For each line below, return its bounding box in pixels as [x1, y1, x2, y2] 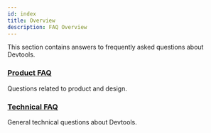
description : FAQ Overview [7, 23, 87, 30]
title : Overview [7, 17, 55, 24]
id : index [7, 10, 37, 18]
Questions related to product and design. [7, 84, 128, 93]
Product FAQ [7, 68, 52, 78]
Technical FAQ [7, 102, 58, 112]
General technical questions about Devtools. [7, 117, 137, 126]
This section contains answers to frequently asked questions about [7, 43, 204, 52]
